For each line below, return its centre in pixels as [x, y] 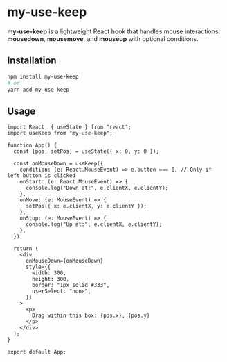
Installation [32, 61]
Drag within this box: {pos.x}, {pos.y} [91, 316]
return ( [26, 249]
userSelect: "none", [62, 291]
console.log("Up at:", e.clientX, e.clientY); [94, 224]
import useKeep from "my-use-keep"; [60, 133]
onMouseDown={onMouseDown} [64, 261]
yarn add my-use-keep [38, 90]
